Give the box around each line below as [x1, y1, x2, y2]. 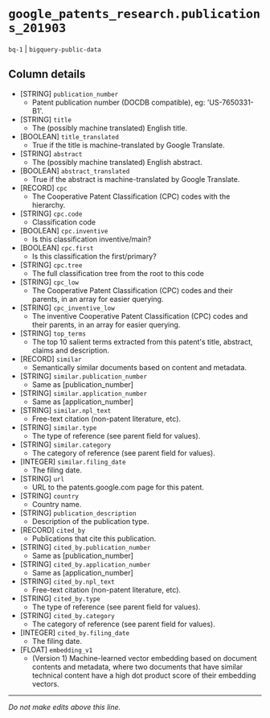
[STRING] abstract [19, 148, 83, 159]
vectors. [31, 679, 59, 688]
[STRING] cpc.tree [19, 260, 83, 270]
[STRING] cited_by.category [19, 610, 115, 620]
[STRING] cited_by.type [19, 593, 100, 603]
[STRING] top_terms [19, 328, 87, 338]
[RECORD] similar [19, 353, 82, 364]
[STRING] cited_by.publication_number [19, 542, 151, 551]
